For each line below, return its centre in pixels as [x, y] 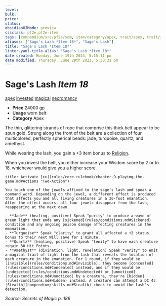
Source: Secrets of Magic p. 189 [38, 299]
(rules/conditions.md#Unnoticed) [40, 276]
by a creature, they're [100, 276]
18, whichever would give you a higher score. [51, 168]
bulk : [11, 14]
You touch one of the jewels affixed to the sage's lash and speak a [78, 190]
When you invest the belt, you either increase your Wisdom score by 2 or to [82, 163]
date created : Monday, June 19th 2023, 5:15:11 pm [58, 56]
